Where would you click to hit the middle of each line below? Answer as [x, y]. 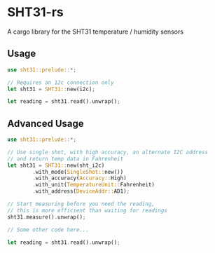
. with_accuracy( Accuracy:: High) [80, 178]
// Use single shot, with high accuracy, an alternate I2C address [108, 152]
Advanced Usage [46, 123]
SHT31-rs [36, 12]
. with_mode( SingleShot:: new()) [78, 172]
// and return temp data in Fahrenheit [65, 158]
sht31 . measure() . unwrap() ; [47, 217]
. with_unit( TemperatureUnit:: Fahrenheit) [94, 185]
